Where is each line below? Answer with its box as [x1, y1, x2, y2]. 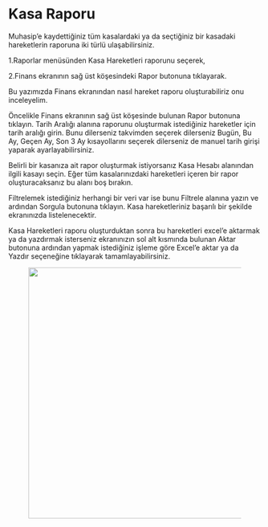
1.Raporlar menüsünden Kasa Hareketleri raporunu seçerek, [8, 55, 206, 65]
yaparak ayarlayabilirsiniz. [8, 145, 95, 154]
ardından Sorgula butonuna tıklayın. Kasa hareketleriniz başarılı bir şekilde [8, 202, 253, 211]
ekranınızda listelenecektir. [8, 210, 97, 219]
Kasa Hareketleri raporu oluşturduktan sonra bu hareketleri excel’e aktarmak [8, 226, 261, 235]
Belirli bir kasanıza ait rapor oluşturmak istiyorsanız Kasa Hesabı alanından [8, 160, 254, 170]
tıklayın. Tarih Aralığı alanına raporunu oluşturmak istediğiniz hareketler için [8, 119, 257, 129]
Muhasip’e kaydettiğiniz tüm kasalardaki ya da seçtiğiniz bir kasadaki [8, 31, 236, 41]
